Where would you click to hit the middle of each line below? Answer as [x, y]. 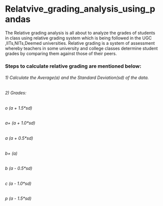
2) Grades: [16, 93]
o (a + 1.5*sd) [19, 108]
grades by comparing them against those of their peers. [61, 53]
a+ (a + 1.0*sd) [20, 123]
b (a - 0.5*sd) [19, 169]
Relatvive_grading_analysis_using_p [80, 9]
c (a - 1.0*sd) [18, 183]
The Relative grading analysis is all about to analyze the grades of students [80, 33]
